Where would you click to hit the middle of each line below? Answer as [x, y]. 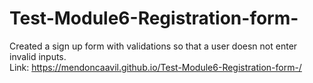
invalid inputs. [38, 56]
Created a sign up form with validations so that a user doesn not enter [153, 46]
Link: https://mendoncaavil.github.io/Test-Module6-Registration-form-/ [155, 67]
